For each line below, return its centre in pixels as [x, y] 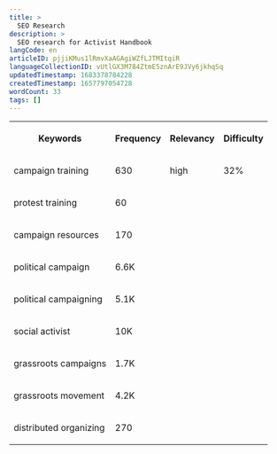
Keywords [60, 138]
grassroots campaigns [60, 364]
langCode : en [33, 51]
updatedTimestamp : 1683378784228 [71, 75]
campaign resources [56, 235]
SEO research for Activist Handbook [85, 42]
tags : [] [25, 100]
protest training [46, 203]
